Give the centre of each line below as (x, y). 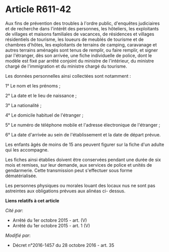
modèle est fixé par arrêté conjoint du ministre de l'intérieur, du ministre (80, 61)
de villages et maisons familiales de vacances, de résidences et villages (80, 34)
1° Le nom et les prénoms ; (33, 86)
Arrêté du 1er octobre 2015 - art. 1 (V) (51, 225)
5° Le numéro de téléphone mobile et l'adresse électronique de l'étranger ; (83, 125)
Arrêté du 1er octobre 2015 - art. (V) (50, 220)
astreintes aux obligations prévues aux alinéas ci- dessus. (65, 191)
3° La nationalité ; (23, 105)
